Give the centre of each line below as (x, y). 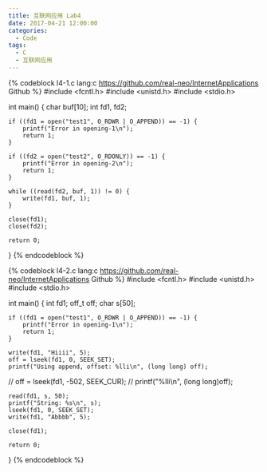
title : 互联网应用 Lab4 (45, 16)
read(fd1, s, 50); (39, 396)
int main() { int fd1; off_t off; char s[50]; (72, 303)
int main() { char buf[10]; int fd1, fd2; (68, 107)
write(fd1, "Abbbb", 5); (49, 417)
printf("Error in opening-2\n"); (78, 163)
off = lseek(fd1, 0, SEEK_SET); (62, 359)
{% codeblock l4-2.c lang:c (53, 270)
